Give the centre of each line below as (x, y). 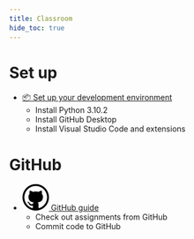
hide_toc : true (37, 28)
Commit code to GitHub (78, 227)
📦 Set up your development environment (97, 98)
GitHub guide (75, 208)
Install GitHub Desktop (76, 120)
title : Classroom (41, 19)
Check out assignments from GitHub (101, 217)
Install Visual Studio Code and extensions (110, 129)
